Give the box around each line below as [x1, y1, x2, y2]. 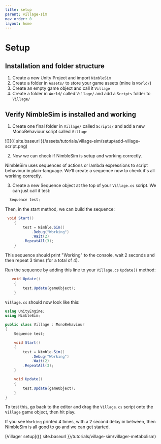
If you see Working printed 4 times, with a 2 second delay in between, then [5, 419, 156, 425]
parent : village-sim [5, 12, 48, 17]
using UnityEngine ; [5, 309, 45, 314]
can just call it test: [12, 188, 51, 194]
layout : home [5, 21, 32, 26]
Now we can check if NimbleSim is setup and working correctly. [12, 153, 142, 159]
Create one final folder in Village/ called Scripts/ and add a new [12, 123, 145, 129]
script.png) [5, 144, 28, 149]
